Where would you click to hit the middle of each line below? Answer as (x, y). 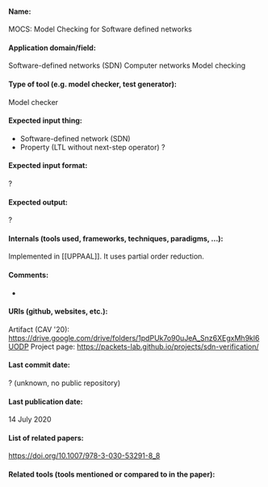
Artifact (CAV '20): (39, 329)
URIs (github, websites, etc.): (58, 312)
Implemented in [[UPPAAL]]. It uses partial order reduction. (106, 256)
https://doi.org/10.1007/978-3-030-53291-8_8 (84, 456)
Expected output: (38, 202)
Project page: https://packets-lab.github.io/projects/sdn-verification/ (145, 346)
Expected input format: (48, 166)
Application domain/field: (52, 48)
